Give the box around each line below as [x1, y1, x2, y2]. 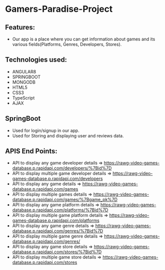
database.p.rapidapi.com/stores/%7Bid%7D [12, 249, 102, 255]
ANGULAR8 [12, 68, 36, 74]
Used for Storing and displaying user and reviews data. [12, 133, 124, 138]
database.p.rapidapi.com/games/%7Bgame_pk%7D [12, 197, 118, 202]
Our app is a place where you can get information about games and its [12, 36, 155, 42]
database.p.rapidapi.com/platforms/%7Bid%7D [12, 207, 108, 213]
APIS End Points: [5, 147, 58, 156]
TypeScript [12, 95, 35, 101]
